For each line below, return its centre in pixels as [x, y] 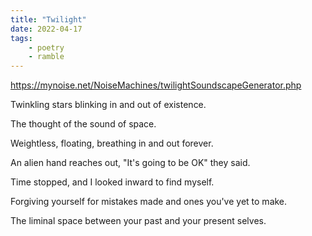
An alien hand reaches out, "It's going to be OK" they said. [130, 163]
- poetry [46, 47]
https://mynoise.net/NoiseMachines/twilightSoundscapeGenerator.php [156, 85]
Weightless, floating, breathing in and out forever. [112, 143]
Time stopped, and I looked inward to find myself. [112, 182]
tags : [21, 38]
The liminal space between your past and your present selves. [138, 221]
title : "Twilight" [48, 19]
